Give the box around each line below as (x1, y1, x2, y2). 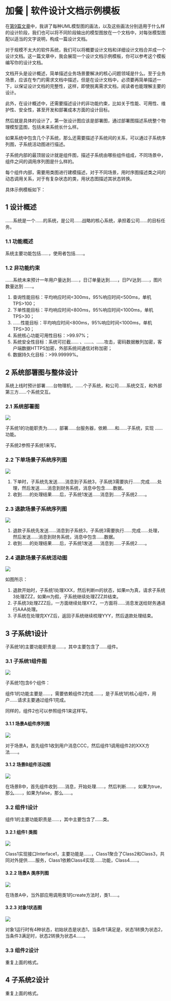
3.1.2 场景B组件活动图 (5, 761, 51, 768)
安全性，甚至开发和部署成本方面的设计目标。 (18, 106, 112, 113)
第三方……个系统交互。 (5, 389, 53, 395)
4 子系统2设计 (5, 975, 49, 984)
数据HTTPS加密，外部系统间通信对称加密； (21, 345, 113, 351)
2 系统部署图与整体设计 (5, 368, 78, 376)
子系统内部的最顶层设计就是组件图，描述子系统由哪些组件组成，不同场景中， (5, 152, 166, 158)
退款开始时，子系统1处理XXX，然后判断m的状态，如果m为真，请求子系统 (12, 587, 165, 593)
